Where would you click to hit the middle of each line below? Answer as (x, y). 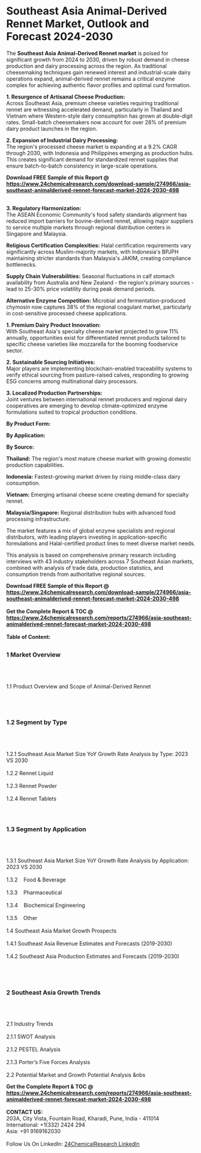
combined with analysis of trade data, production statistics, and (85, 567)
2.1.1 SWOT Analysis (31, 1036)
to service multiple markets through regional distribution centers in (88, 227)
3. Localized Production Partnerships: (55, 393)
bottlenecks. (22, 264)
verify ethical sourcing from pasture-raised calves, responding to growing (97, 375)
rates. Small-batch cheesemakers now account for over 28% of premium (97, 122)
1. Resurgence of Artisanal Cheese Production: (66, 97)
